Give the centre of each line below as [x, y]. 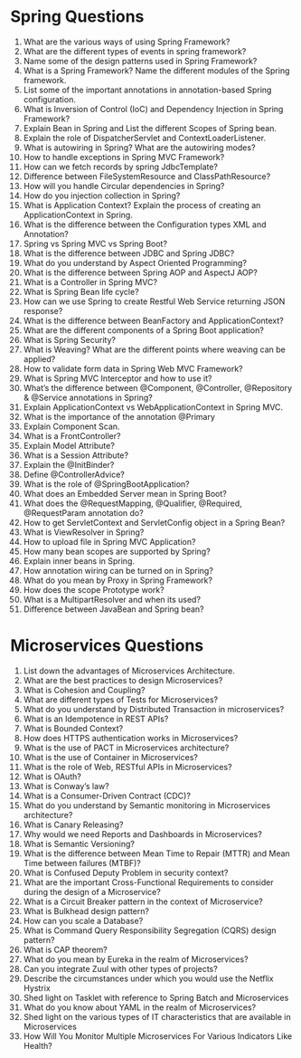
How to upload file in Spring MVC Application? [109, 541]
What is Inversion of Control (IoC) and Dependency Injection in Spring [153, 109]
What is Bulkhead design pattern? [86, 910]
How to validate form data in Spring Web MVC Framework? [133, 368]
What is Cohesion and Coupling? [84, 690]
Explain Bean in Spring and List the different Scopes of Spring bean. [150, 128]
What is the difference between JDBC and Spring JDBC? [129, 253]
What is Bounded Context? [73, 728]
